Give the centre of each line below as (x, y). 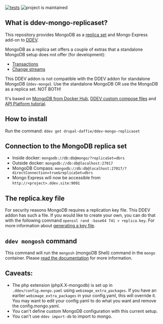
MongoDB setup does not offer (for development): (55, 54)
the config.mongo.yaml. (36, 306)
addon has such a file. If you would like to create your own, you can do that (80, 216)
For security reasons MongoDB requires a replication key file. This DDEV (78, 210)
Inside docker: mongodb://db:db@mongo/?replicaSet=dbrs (68, 158)
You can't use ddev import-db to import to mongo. (62, 316)
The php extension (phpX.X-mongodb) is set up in (62, 285)
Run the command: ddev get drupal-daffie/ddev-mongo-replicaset (72, 131)
